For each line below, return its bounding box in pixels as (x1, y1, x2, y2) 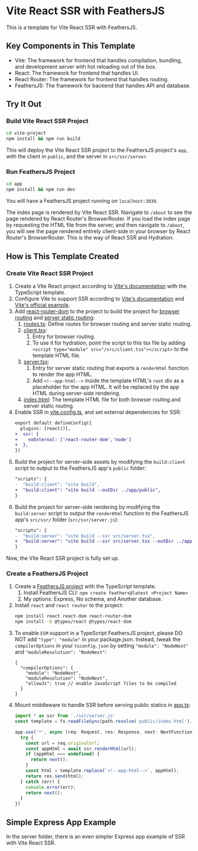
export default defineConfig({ (14, 420, 92, 426)
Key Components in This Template (6, 41, 136, 51)
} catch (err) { (20, 779, 60, 785)
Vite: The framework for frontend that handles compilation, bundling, (14, 56, 182, 63)
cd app (6, 181, 22, 187)
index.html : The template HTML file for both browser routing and (23, 396, 181, 403)
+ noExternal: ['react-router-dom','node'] (14, 436, 132, 442)
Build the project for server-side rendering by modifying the (14, 503, 161, 511)
